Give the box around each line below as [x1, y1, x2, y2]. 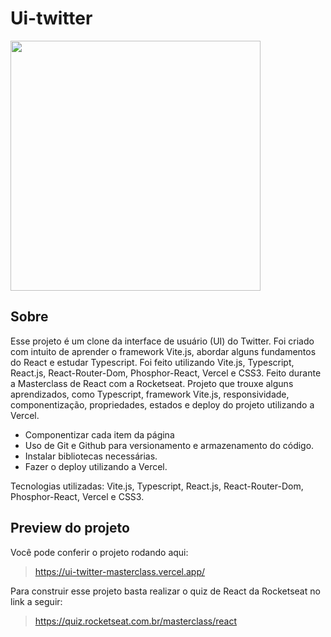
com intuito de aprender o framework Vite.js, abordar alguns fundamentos [10, 345, 317, 357]
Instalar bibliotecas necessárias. [24, 450, 158, 462]
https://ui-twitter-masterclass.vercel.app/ [34, 565, 206, 577]
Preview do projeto [10, 520, 130, 537]
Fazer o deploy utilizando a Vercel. [24, 460, 168, 472]
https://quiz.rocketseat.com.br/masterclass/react [34, 615, 238, 627]
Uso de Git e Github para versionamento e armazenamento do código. [24, 439, 315, 451]
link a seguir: [10, 595, 63, 607]
